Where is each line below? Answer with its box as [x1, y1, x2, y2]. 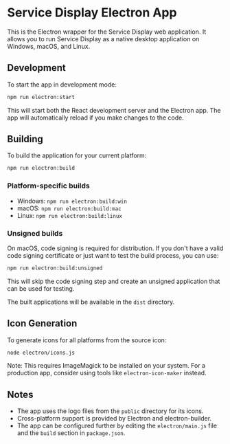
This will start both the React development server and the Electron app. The [7, 106, 221, 114]
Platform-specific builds [7, 181, 91, 190]
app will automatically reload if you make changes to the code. [7, 113, 184, 122]
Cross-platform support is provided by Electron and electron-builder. [16, 414, 211, 423]
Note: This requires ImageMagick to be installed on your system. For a [7, 362, 206, 370]
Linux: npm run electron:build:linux [16, 211, 122, 219]
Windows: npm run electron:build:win [16, 197, 127, 205]
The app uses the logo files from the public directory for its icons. [16, 407, 204, 415]
